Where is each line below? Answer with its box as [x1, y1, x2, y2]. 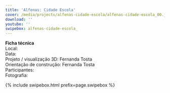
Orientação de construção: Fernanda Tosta [5, 62, 95, 68]
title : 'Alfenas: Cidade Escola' [5, 7, 76, 13]
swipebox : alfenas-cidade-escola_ [5, 26, 78, 31]
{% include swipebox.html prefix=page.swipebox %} [5, 82, 115, 88]
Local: [5, 45, 18, 52]
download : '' [5, 17, 33, 22]
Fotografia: [5, 72, 28, 78]
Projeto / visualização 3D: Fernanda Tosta [5, 56, 93, 62]
